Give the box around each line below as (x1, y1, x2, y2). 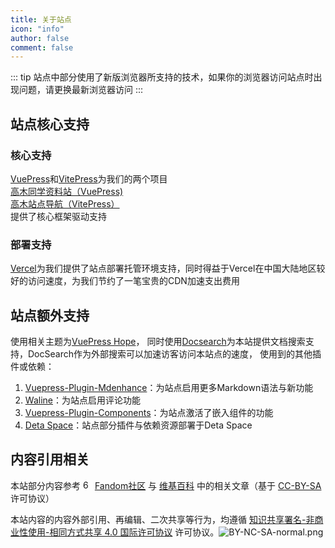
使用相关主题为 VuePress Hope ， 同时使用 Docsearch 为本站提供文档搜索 (10, 336, 306, 348)
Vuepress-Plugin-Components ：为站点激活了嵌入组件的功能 (24, 407, 274, 419)
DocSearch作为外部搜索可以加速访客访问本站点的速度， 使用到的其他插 (27, 348, 322, 360)
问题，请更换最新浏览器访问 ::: (18, 84, 144, 96)
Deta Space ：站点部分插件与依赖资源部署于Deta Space (24, 419, 253, 431)
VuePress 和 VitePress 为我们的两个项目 (10, 172, 168, 185)
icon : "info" (10, 24, 65, 34)
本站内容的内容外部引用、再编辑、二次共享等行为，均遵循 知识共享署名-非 (10, 513, 315, 525)
